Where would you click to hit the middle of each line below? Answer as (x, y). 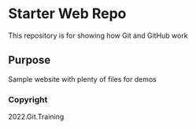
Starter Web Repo (67, 14)
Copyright (28, 99)
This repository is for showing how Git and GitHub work (98, 35)
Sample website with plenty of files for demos (83, 79)
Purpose (30, 60)
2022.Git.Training (36, 117)
